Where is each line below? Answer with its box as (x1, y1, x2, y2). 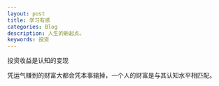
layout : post (7, 10, 45, 17)
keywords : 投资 (7, 36, 50, 43)
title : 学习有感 (7, 17, 50, 24)
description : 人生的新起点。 (7, 29, 85, 37)
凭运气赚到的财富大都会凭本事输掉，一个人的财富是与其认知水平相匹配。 (7, 71, 216, 80)
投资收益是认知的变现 (7, 57, 69, 65)
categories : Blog (7, 23, 58, 30)
